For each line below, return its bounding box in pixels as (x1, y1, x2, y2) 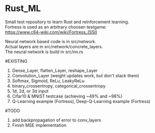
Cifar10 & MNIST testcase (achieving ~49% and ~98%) (12, 93, 123, 99)
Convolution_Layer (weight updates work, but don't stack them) (12, 73, 139, 78)
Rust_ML (5, 3, 41, 14)
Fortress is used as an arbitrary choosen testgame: (5, 24, 107, 30)
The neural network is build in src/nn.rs (5, 49, 83, 55)
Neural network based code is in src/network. (5, 38, 96, 44)
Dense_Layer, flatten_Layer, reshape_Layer (12, 67, 98, 73)
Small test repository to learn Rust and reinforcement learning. (5, 19, 129, 25)
